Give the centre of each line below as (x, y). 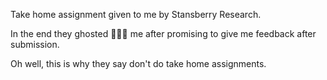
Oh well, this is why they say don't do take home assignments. (138, 63)
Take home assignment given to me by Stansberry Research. (136, 14)
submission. (35, 44)
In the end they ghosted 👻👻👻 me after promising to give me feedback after (163, 33)
